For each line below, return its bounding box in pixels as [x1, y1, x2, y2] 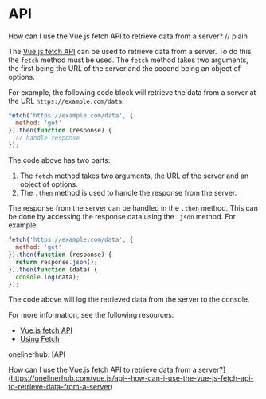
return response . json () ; [15, 258, 98, 266]
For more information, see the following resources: [8, 310, 174, 320]
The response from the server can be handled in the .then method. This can [8, 203, 259, 213]
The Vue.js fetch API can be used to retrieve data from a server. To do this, [8, 46, 253, 56]
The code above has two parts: [8, 156, 111, 165]
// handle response [15, 133, 80, 142]
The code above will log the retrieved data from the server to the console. [8, 294, 250, 304]
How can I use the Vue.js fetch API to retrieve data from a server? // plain [8, 31, 248, 41]
